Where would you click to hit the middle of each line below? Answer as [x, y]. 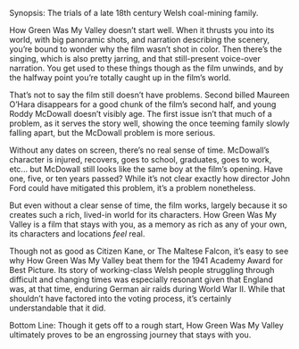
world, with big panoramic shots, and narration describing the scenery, [140, 40]
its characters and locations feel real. [77, 234]
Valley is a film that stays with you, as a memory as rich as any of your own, [148, 224]
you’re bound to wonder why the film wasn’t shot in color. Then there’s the [146, 49]
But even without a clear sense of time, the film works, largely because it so [149, 205]
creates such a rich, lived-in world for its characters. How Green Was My [143, 215]
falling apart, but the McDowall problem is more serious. [112, 133]
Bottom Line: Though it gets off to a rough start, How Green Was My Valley [146, 325]
